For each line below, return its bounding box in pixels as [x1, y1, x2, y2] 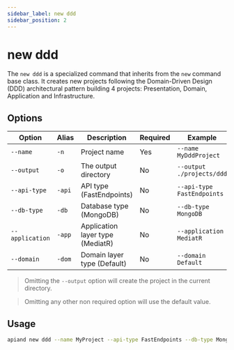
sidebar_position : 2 [7, 17, 68, 24]
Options [7, 112, 43, 124]
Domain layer [80, 250, 124, 260]
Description [86, 133, 127, 143]
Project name [80, 147, 125, 157]
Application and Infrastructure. [7, 92, 95, 100]
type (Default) [80, 259, 127, 268]
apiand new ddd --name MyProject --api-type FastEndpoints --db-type [7, 336, 214, 344]
